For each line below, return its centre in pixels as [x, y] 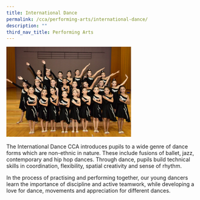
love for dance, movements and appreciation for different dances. [88, 190]
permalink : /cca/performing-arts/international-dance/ [77, 19]
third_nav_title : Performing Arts [50, 32]
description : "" [27, 26]
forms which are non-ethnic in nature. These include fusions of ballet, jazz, [100, 153]
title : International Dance [42, 13]
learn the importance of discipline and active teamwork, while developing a [100, 184]
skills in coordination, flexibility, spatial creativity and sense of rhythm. [94, 166]
